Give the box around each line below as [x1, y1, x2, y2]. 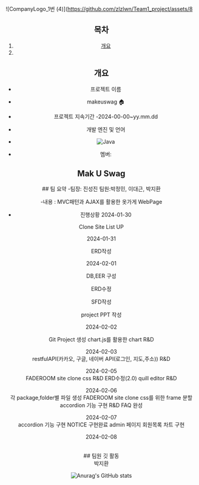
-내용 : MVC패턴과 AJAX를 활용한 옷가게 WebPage [40, 198, 163, 206]
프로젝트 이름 [90, 85, 122, 92]
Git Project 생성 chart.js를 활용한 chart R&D [49, 336, 154, 343]
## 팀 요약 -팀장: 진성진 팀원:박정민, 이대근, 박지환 [41, 185, 161, 193]
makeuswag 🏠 [87, 98, 125, 105]
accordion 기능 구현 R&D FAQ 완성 [59, 402, 143, 409]
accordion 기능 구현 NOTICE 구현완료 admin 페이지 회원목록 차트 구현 [18, 421, 185, 428]
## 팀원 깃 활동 [83, 452, 120, 459]
